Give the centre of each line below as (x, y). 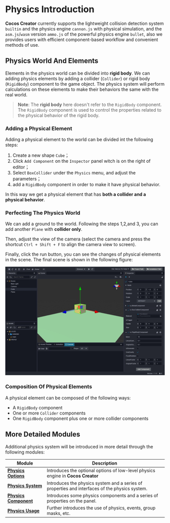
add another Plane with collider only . (44, 229)
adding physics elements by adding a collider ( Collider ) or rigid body (78, 78)
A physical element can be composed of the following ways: (68, 398)
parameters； (27, 179)
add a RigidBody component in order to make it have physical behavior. (87, 185)
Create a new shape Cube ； (41, 155)
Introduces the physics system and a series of (95, 483)
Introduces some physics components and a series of (102, 495)
